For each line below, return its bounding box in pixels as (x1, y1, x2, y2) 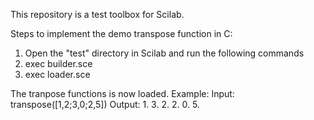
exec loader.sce (24, 69, 91, 80)
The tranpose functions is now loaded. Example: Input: (10, 88, 235, 99)
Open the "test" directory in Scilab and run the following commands (24, 47, 305, 59)
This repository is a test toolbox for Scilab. (10, 9, 185, 20)
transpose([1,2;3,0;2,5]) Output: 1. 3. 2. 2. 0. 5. (10, 99, 200, 110)
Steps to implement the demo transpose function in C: (10, 28, 233, 39)
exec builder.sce (24, 58, 93, 69)
